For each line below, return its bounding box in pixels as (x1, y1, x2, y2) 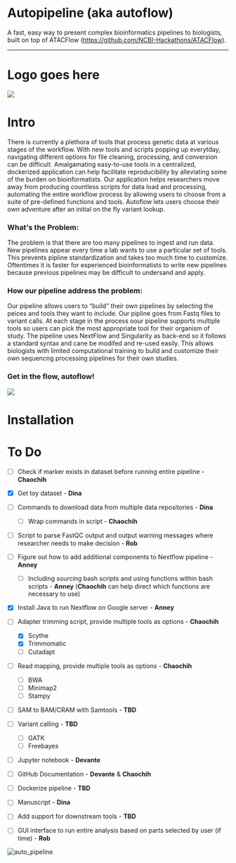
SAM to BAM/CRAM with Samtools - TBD (17, 705, 137, 714)
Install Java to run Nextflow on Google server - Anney (17, 603, 174, 612)
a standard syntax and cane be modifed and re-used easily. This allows (7, 339, 214, 347)
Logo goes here (7, 67, 100, 83)
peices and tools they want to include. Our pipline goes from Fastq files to (7, 309, 221, 318)
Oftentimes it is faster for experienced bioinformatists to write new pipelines (7, 261, 227, 269)
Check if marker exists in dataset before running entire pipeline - (17, 467, 205, 475)
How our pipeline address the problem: (7, 286, 143, 296)
